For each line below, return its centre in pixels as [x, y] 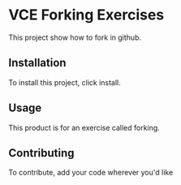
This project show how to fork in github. [75, 37]
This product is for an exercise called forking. [84, 127]
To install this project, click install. [65, 82]
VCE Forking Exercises [86, 15]
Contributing [41, 153]
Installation [37, 63]
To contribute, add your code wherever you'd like [91, 173]
